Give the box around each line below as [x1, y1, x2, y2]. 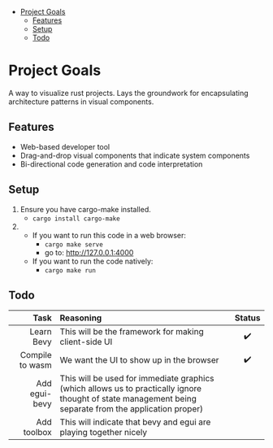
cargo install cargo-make [32, 215, 120, 223]
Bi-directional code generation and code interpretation [19, 159, 203, 169]
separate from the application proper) [59, 403, 203, 415]
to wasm [19, 359, 53, 371]
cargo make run [44, 266, 96, 275]
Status [234, 312, 261, 324]
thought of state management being [59, 394, 197, 405]
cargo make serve [44, 240, 103, 249]
